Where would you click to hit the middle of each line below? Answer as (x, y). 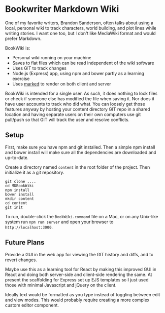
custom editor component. (32, 305)
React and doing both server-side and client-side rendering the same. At (79, 274)
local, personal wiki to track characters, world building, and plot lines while (81, 28)
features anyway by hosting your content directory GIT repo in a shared (78, 109)
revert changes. (21, 260)
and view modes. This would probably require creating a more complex (77, 300)
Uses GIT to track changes (39, 68)
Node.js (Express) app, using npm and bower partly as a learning (78, 73)
